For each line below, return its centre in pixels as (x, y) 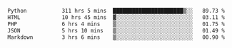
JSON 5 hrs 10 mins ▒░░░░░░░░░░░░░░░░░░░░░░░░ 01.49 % (116, 30)
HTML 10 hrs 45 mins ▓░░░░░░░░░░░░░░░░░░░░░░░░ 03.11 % (116, 17)
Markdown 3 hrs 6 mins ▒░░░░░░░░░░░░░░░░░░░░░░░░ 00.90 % (116, 37)
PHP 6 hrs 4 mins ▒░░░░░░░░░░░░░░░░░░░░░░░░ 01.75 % (116, 24)
